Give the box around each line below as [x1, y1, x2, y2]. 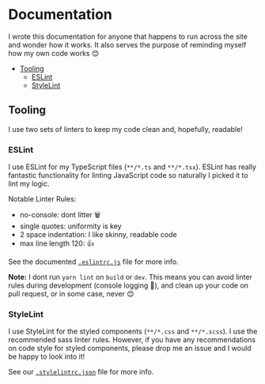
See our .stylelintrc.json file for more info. [8, 367, 154, 377]
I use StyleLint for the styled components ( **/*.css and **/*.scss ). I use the [8, 326, 258, 337]
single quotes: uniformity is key [19, 221, 122, 231]
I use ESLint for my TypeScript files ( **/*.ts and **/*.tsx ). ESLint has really [8, 162, 257, 171]
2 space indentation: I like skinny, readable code [19, 230, 177, 239]
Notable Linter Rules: [8, 194, 77, 204]
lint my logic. [8, 179, 50, 189]
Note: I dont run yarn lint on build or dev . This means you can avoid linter [8, 273, 253, 282]
